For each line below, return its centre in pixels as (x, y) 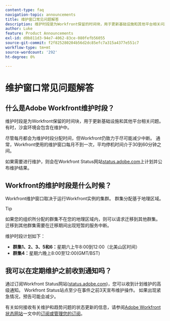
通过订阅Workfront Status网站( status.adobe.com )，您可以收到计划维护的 (81, 284)
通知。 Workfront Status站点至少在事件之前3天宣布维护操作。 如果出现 (83, 290)
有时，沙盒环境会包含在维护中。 (38, 127)
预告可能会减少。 (40, 296)
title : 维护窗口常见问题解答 (32, 19)
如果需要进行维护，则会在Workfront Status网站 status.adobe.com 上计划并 (82, 162)
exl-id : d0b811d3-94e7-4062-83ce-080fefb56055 (55, 38)
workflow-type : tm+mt (28, 48)
